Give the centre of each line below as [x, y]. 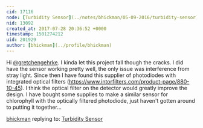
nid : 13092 [20, 23]
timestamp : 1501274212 [35, 34]
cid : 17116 [20, 12]
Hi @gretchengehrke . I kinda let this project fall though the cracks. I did [95, 62]
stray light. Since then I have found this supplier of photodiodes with [91, 75]
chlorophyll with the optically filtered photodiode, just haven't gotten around [101, 100]
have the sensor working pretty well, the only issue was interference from [98, 69]
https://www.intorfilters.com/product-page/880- [129, 81]
